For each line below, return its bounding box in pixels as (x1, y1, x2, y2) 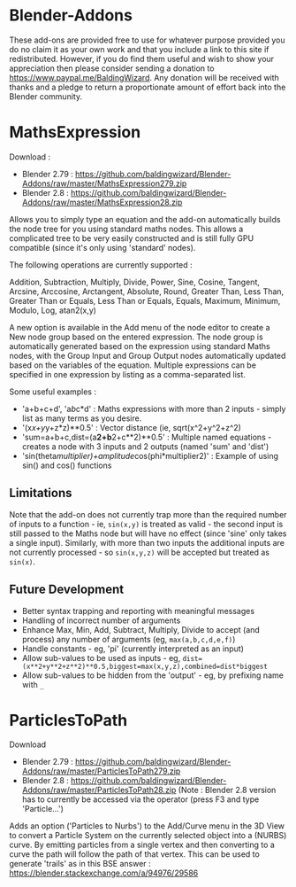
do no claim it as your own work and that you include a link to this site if (9, 43, 269, 54)
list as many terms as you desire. (21, 413, 142, 424)
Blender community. (9, 90, 82, 102)
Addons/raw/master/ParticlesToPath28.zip (21, 785, 177, 796)
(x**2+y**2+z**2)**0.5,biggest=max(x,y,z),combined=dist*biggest (21, 662, 268, 671)
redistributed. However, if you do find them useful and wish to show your (9, 53, 275, 64)
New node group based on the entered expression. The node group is (9, 331, 263, 342)
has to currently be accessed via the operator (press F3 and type (21, 794, 260, 805)
